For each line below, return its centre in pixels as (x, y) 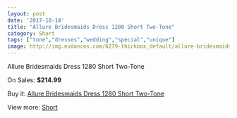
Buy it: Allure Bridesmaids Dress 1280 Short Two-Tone (86, 93)
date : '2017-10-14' (36, 20)
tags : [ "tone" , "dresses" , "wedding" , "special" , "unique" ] (91, 40)
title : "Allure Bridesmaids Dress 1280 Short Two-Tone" (91, 27)
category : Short (31, 33)
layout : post (26, 14)
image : (17, 46)
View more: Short (32, 107)
